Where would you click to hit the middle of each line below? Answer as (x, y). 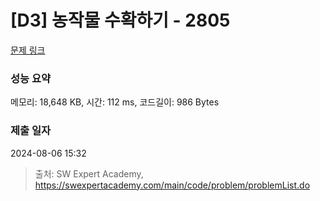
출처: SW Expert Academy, (89, 173)
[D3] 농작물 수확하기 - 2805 (120, 20)
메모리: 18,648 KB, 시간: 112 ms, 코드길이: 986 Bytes (115, 102)
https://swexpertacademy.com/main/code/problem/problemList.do (172, 185)
